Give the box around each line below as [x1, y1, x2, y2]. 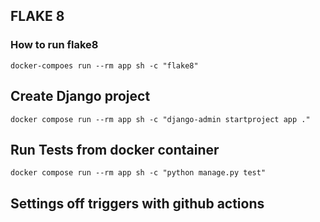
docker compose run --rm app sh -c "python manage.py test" [10, 168, 267, 178]
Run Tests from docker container [10, 141, 220, 158]
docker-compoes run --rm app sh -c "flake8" [10, 60, 199, 71]
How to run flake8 [10, 38, 99, 52]
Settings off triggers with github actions [10, 195, 265, 212]
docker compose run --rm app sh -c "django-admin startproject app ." [10, 114, 311, 124]
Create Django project [10, 88, 151, 105]
